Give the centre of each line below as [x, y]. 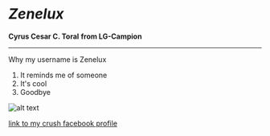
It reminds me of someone [63, 75]
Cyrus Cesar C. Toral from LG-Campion [75, 36]
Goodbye [35, 92]
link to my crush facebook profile [63, 123]
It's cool [33, 83]
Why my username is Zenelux [57, 59]
